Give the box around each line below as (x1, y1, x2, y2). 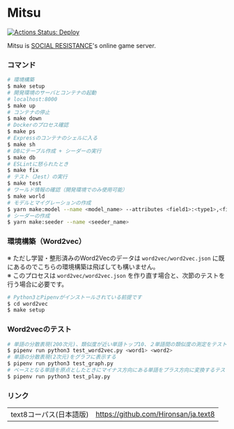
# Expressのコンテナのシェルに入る (7, 134, 98, 142)
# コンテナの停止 (7, 109, 50, 116)
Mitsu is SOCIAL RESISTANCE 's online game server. (7, 41, 157, 49)
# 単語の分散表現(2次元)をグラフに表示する (7, 354, 116, 361)
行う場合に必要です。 (7, 280, 68, 288)
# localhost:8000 (7, 95, 58, 102)
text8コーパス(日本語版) (10, 409, 89, 419)
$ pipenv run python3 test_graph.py (7, 360, 114, 367)
